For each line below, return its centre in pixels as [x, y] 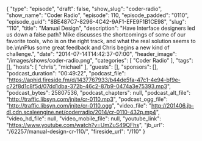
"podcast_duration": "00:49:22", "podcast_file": [66, 73]
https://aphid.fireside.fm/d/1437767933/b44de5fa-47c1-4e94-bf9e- [95, 80]
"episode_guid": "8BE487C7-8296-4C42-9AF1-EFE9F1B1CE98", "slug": [96, 22]
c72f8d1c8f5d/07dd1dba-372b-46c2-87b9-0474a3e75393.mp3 [87, 86]
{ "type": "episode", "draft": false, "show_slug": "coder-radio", [84, 9]
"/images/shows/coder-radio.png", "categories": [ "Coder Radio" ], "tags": [100, 60]
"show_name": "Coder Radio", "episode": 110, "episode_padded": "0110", [98, 15]
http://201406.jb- [172, 105]
